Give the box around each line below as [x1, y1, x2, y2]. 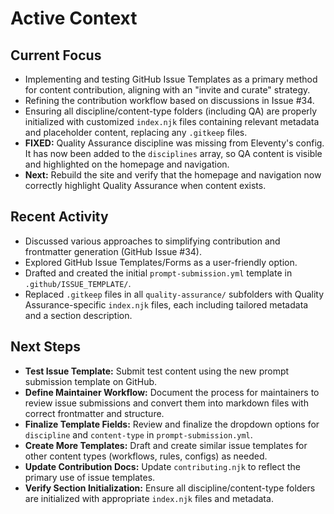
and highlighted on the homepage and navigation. [24, 158, 230, 170]
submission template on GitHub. [24, 375, 158, 387]
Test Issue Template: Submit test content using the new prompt [24, 365, 290, 377]
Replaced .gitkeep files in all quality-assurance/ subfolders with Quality [24, 288, 325, 300]
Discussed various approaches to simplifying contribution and [24, 235, 281, 247]
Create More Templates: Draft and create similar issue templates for [24, 439, 308, 451]
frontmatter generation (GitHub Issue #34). [24, 245, 202, 257]
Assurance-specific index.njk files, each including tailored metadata [24, 298, 309, 311]
